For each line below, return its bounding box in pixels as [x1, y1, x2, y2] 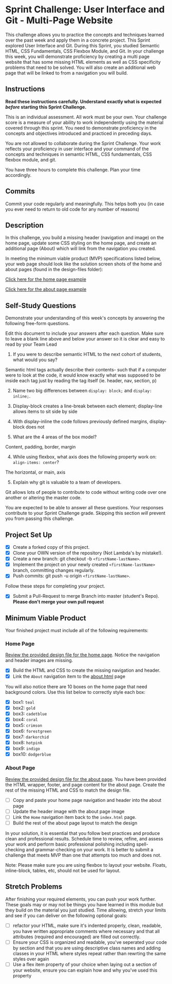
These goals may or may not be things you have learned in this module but [5, 901, 163, 907]
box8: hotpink [12, 740, 43, 746]
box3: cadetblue [12, 710, 47, 717]
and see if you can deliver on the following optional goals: [5, 912, 127, 919]
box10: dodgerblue [12, 751, 51, 757]
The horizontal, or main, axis [5, 469, 66, 475]
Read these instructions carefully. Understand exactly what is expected [5, 98, 162, 104]
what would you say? [12, 356, 58, 363]
